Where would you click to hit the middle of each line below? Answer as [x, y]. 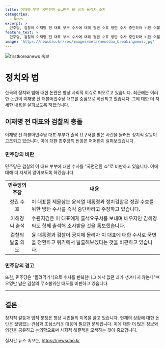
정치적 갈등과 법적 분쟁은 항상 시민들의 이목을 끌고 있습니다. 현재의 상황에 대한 [80, 318]
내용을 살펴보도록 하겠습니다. [42, 105]
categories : [17, 14]
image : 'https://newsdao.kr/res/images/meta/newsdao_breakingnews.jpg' [80, 42]
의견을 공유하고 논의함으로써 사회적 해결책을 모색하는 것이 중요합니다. [71, 330]
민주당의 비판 [20, 154]
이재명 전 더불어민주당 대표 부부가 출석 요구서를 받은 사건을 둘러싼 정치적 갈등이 [81, 134]
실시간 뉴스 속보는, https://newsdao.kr [42, 340]
